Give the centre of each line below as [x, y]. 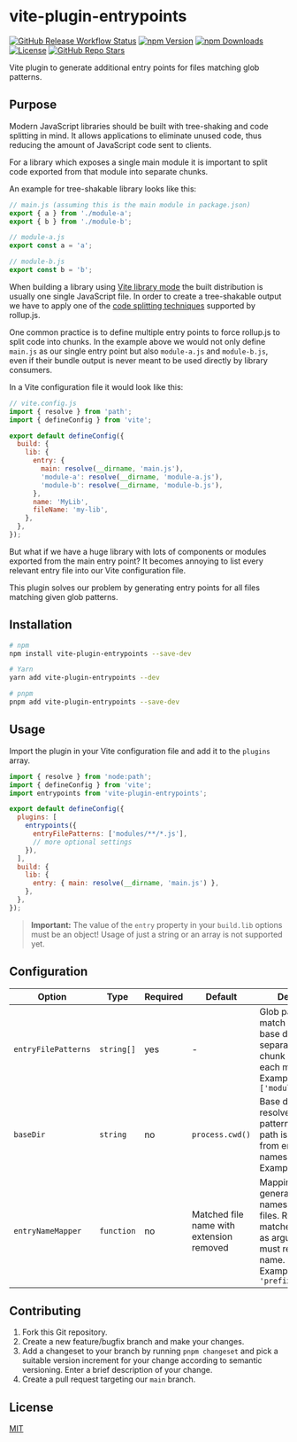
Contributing [45, 1310]
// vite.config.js [43, 403]
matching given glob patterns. [64, 596]
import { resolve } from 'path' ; [71, 411]
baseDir [30, 1134]
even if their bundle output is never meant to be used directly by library [138, 360]
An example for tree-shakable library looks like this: [103, 189]
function [118, 1231]
